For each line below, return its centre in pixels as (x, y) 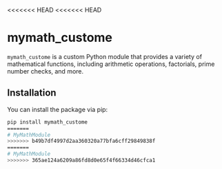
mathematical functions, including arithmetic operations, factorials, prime (111, 64)
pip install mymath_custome (48, 122)
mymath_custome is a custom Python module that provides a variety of (104, 56)
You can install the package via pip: (58, 109)
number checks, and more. (46, 71)
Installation (32, 93)
